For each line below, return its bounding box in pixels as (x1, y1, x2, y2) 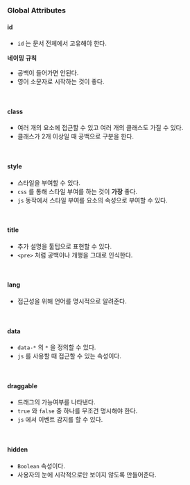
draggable (7, 381, 38, 390)
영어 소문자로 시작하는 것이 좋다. (17, 77, 105, 86)
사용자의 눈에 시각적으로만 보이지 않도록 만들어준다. (17, 470, 157, 479)
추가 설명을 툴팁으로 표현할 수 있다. (17, 242, 112, 251)
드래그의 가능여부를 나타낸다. (17, 398, 96, 406)
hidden (7, 445, 28, 454)
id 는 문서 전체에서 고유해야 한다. (17, 39, 107, 47)
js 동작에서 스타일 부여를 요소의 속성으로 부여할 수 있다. (17, 196, 168, 204)
